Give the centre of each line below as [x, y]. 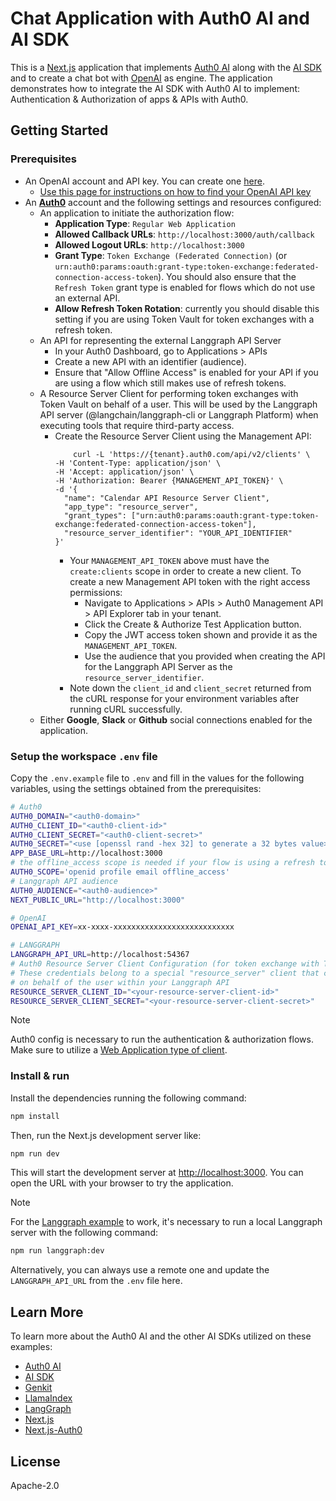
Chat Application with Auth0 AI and [160, 18]
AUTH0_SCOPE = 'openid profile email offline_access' [120, 872]
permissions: [96, 592]
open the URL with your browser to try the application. [122, 1183]
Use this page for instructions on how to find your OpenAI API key [175, 191]
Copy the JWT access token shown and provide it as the [201, 634]
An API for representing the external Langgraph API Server [160, 340]
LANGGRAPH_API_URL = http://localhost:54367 [100, 955]
